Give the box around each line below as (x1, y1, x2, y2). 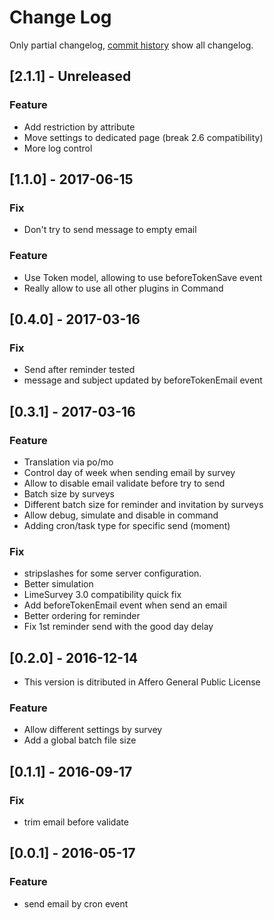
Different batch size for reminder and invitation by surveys (23, 498, 264, 510)
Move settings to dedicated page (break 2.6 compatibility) (23, 131, 264, 143)
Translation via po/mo (23, 456, 114, 468)
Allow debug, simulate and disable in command (23, 509, 219, 521)
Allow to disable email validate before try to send (23, 477, 226, 489)
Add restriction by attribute (23, 121, 136, 133)
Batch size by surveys (23, 487, 115, 500)
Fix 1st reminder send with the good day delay (23, 621, 214, 633)
